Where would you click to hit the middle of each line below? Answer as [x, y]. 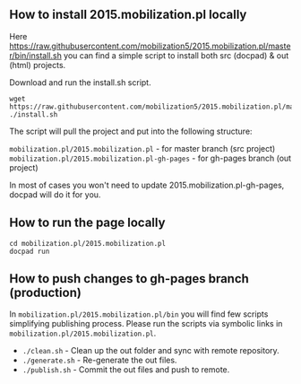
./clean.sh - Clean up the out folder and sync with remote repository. [150, 351]
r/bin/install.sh [36, 55]
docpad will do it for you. [55, 194]
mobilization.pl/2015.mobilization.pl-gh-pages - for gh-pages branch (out [150, 158]
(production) [46, 293]
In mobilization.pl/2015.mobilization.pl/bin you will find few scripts [139, 314]
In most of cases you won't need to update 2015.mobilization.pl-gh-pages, [147, 185]
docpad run [30, 251]
